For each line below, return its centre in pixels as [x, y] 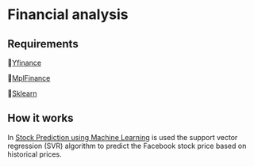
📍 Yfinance [24, 63]
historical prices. [35, 154]
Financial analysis [68, 15]
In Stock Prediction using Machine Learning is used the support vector [123, 137]
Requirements [43, 44]
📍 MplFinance [29, 78]
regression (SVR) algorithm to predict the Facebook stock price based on [127, 146]
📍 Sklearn [22, 93]
